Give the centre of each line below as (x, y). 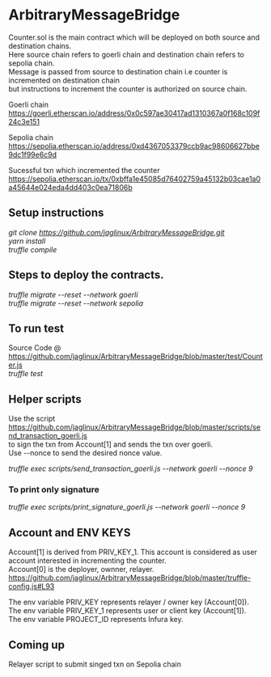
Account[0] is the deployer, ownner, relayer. (81, 569)
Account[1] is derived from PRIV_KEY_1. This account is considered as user (133, 552)
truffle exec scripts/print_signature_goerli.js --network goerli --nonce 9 (127, 507)
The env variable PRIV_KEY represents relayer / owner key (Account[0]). (129, 602)
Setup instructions (56, 213)
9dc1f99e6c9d (33, 154)
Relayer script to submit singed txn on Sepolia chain (95, 664)
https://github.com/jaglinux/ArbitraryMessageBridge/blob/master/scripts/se (135, 427)
